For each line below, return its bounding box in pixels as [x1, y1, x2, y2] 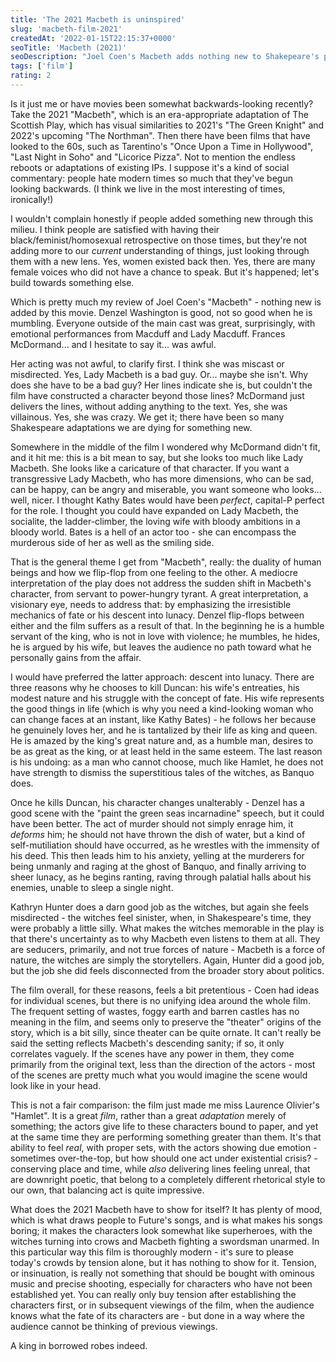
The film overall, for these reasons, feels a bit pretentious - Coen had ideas [10, 984, 320, 996]
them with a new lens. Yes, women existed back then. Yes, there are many [10, 255, 316, 267]
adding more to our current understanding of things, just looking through [10, 244, 310, 256]
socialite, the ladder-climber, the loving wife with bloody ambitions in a [10, 515, 301, 527]
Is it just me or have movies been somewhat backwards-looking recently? [10, 97, 314, 110]
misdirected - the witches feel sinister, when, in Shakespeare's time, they [10, 911, 312, 923]
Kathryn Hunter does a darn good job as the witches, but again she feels [10, 901, 310, 913]
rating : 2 [10, 71, 52, 81]
